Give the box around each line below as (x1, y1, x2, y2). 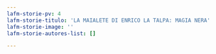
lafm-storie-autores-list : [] (6, 29, 97, 37)
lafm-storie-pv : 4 (6, 10, 61, 18)
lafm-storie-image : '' (6, 23, 74, 30)
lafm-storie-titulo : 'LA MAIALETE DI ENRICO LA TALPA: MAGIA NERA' (6, 17, 211, 24)
